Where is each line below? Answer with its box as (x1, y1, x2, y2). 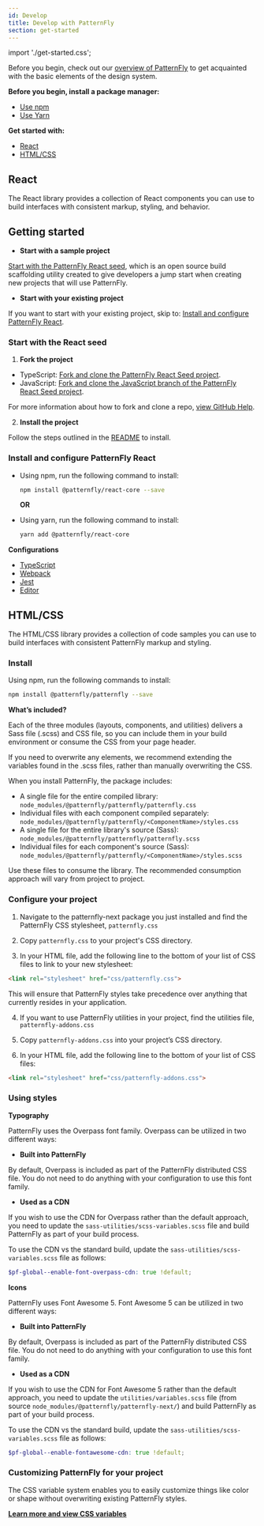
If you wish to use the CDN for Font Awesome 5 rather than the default (8, 1384, 236, 1394)
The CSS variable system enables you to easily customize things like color (8, 1485, 250, 1494)
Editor (19, 586, 39, 595)
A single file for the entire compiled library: (19, 791, 159, 801)
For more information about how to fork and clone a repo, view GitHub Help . (8, 402, 255, 412)
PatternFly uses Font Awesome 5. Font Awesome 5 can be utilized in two (8, 1297, 244, 1307)
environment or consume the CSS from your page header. (8, 737, 196, 747)
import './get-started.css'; (8, 48, 92, 58)
